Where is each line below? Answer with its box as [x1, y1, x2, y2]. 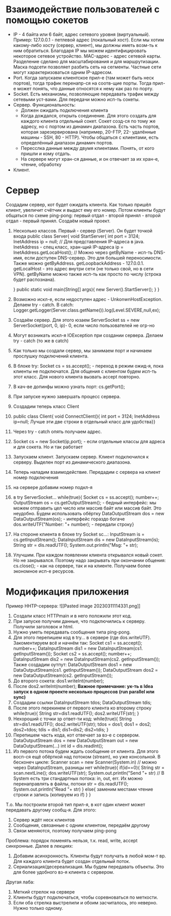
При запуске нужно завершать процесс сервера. [13, 393, 121, 399]
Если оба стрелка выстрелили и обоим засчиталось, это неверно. [13, 899, 158, 906]
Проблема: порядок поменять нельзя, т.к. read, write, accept [6, 837, 138, 844]
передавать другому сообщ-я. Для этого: [6, 807, 97, 813]
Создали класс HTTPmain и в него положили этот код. [13, 613, 132, 619]
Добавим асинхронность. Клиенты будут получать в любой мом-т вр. [13, 853, 166, 859]
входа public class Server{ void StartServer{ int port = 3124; [13, 233, 140, 239]
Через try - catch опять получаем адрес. [13, 428, 102, 435]
